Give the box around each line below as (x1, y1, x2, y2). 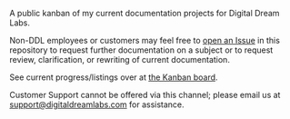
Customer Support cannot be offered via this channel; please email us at (9, 90, 281, 100)
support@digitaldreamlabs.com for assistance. (9, 99, 185, 110)
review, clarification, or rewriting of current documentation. (9, 55, 230, 64)
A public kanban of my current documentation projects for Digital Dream (9, 8, 280, 18)
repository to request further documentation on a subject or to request (9, 45, 274, 55)
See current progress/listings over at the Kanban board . (9, 72, 218, 83)
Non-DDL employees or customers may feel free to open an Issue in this (9, 35, 280, 45)
